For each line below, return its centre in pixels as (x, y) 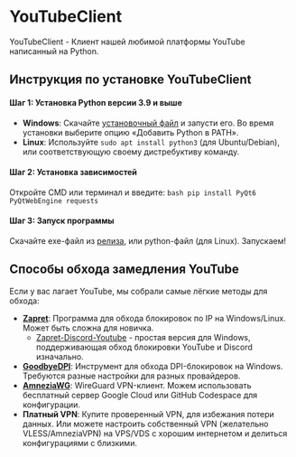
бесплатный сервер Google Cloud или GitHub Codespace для (140, 395)
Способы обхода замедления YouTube (124, 270)
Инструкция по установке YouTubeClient (130, 80)
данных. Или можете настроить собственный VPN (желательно (145, 424)
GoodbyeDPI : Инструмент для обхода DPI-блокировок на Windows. (153, 366)
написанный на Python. (54, 51)
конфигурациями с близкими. (80, 443)
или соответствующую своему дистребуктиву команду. (131, 152)
